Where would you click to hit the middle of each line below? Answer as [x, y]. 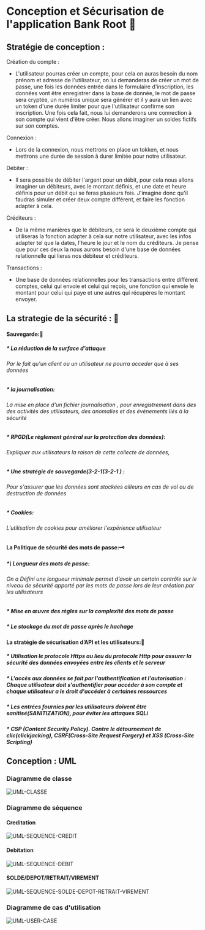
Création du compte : [33, 62]
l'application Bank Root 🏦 [71, 24]
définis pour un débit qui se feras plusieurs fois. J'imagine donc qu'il [102, 193]
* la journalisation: [31, 389]
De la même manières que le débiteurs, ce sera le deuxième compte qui [106, 230]
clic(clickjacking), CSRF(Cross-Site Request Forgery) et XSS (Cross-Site [100, 735]
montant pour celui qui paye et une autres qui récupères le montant [100, 293]
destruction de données [36, 493]
